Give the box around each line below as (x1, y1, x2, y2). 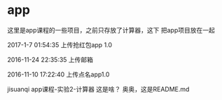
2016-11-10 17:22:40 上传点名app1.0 (7, 70, 110, 78)
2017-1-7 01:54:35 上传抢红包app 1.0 (7, 40, 113, 49)
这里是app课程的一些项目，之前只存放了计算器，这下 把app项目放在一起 (7, 26, 215, 34)
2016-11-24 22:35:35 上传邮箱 (7, 55, 93, 64)
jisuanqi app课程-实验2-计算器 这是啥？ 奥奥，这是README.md (7, 85, 190, 93)
